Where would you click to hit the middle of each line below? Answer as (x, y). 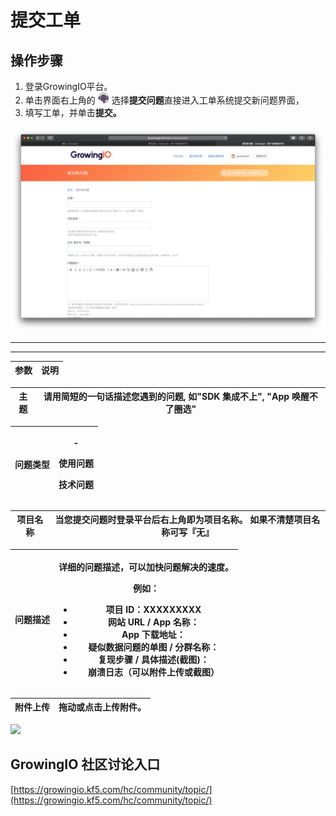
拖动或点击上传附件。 (102, 707)
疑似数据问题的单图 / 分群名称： (154, 647)
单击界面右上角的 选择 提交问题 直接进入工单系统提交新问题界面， (164, 100)
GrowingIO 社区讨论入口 (85, 764)
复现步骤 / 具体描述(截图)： (153, 660)
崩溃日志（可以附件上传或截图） (153, 672)
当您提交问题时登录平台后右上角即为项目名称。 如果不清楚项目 (183, 520)
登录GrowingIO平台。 (68, 86)
